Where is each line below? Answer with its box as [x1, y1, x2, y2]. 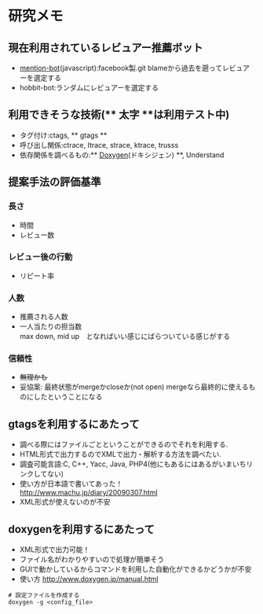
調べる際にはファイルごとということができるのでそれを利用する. [19, 439, 228, 449]
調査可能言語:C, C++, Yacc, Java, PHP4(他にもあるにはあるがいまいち [19, 459, 247, 469]
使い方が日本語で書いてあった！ [19, 479, 123, 488]
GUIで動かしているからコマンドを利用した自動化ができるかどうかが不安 [19, 564, 252, 574]
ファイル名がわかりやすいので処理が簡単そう [19, 555, 165, 564]
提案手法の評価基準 [8, 175, 101, 189]
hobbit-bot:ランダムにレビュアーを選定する [19, 83, 159, 92]
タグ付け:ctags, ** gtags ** [19, 131, 108, 140]
